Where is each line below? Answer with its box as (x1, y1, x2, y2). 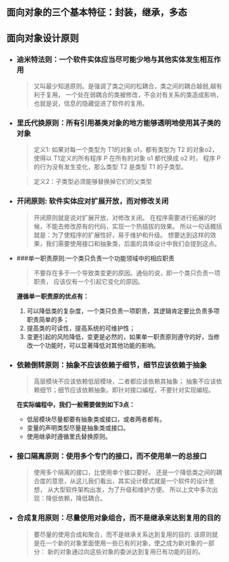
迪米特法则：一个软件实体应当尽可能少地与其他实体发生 (16, 55, 200, 64)
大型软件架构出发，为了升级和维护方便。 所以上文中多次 (53, 485, 212, 494)
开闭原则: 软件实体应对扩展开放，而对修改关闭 (16, 196, 169, 206)
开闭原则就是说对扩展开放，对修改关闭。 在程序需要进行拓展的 (33, 213, 210, 222)
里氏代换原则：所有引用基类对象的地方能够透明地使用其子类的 (16, 118, 221, 128)
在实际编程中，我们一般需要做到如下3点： (16, 400, 135, 409)
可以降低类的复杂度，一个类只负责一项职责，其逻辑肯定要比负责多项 (26, 307, 220, 315)
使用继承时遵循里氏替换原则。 (26, 432, 111, 440)
